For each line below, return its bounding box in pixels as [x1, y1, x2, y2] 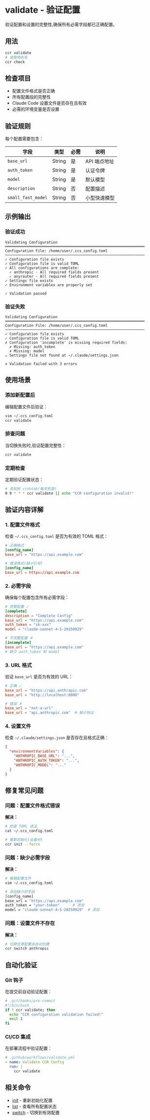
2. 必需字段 [5, 582, 31, 589]
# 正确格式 [5, 543, 24, 548]
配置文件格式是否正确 [12, 88, 55, 94]
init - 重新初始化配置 [12, 1097, 53, 1103]
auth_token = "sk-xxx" [5, 622, 51, 627]
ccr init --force [5, 842, 40, 847]
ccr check [5, 59, 25, 64]
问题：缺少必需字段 [5, 854, 50, 861]
